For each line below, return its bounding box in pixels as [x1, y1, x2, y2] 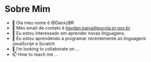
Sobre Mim [4, 3, 51, 15]
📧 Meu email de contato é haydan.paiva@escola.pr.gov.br [11, 25, 131, 31]
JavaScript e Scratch [11, 40, 55, 46]
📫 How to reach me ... [11, 51, 58, 57]
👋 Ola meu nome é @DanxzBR [11, 20, 74, 26]
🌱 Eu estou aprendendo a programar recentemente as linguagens [11, 35, 147, 41]
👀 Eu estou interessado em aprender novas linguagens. [11, 30, 126, 36]
